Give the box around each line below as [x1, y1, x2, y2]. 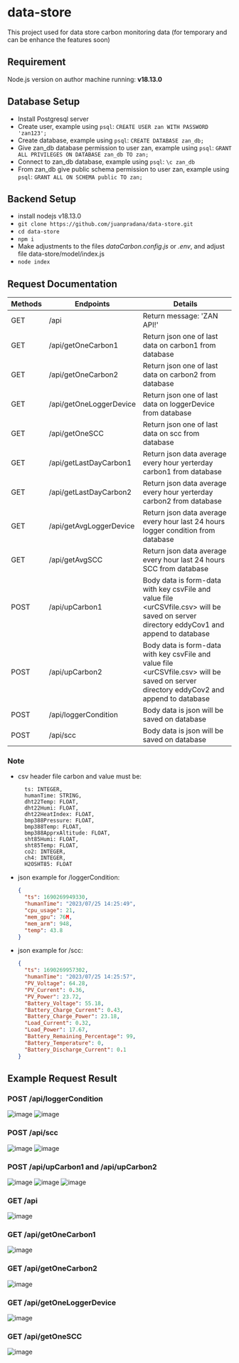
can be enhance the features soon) [7, 35, 110, 43]
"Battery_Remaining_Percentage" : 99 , [24, 1033, 137, 1040]
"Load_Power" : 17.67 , [24, 1026, 89, 1033]
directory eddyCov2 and [142, 685, 225, 695]
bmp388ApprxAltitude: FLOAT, [24, 830, 111, 837]
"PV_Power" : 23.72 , [24, 993, 83, 1001]
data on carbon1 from [142, 340, 216, 350]
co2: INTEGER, [24, 848, 66, 855]
